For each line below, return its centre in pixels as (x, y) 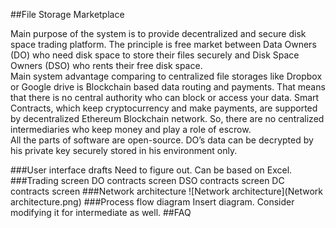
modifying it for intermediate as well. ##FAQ (101, 212)
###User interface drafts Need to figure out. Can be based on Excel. (151, 170)
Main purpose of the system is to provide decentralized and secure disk (158, 33)
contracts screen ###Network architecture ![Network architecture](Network (166, 191)
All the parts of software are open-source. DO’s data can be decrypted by (162, 140)
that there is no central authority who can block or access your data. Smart (165, 97)
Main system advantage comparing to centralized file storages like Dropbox (166, 76)
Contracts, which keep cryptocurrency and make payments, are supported (164, 108)
